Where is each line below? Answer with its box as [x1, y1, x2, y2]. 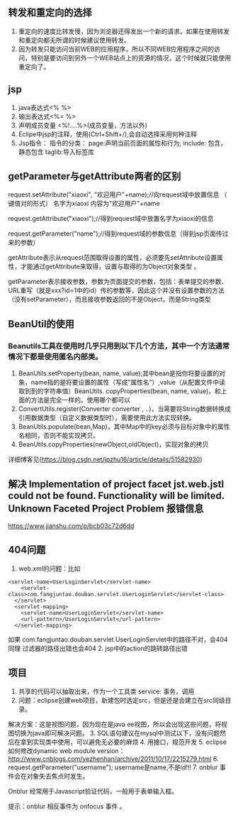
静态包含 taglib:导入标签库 [18, 148, 95, 156]
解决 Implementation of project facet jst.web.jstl [8, 478, 225, 490]
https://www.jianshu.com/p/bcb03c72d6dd [8, 521, 135, 530]
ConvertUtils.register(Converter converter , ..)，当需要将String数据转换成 [18, 405, 231, 413]
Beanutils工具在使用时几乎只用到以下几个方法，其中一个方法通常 [8, 341, 229, 351]
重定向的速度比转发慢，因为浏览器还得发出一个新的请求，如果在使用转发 [18, 27, 229, 35]
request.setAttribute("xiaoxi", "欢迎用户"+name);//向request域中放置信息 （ [8, 190, 227, 199]
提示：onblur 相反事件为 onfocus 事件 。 [8, 801, 126, 811]
